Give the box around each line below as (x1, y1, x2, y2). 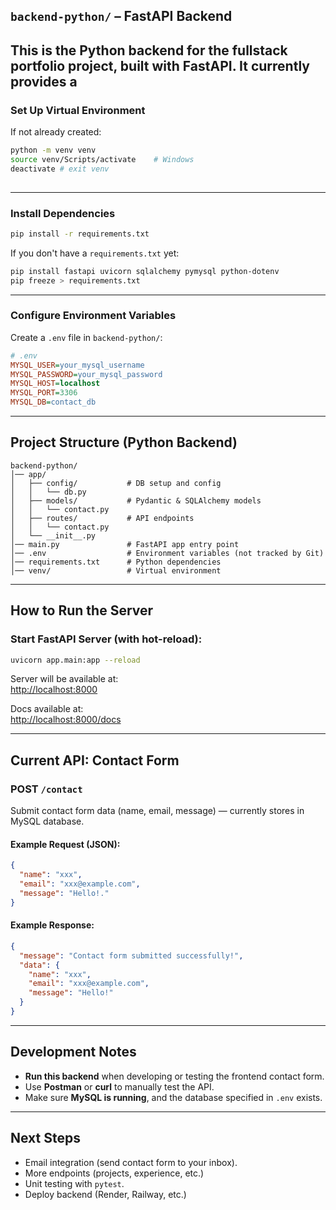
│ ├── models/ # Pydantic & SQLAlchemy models (10, 495, 262, 506)
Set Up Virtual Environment (10, 103, 146, 117)
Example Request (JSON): (10, 838, 121, 850)
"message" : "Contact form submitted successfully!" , (19, 950, 244, 961)
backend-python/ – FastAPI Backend (10, 8, 233, 25)
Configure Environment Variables (10, 309, 177, 323)
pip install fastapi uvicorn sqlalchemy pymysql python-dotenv (10, 266, 280, 276)
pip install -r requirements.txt (10, 229, 150, 239)
